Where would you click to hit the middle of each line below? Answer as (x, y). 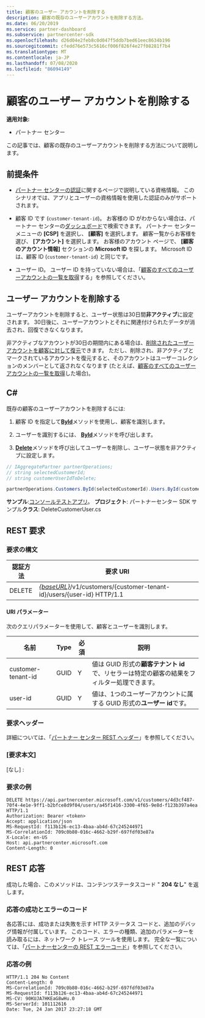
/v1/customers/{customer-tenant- (120, 587)
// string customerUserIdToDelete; (52, 478)
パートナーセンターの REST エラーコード (76, 947)
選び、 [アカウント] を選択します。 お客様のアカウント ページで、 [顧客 (104, 241)
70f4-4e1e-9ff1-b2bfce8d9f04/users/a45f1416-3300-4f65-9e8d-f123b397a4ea (102, 805)
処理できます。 (137, 682)
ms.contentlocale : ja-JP (38, 58)
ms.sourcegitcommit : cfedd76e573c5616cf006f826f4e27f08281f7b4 (88, 47)
